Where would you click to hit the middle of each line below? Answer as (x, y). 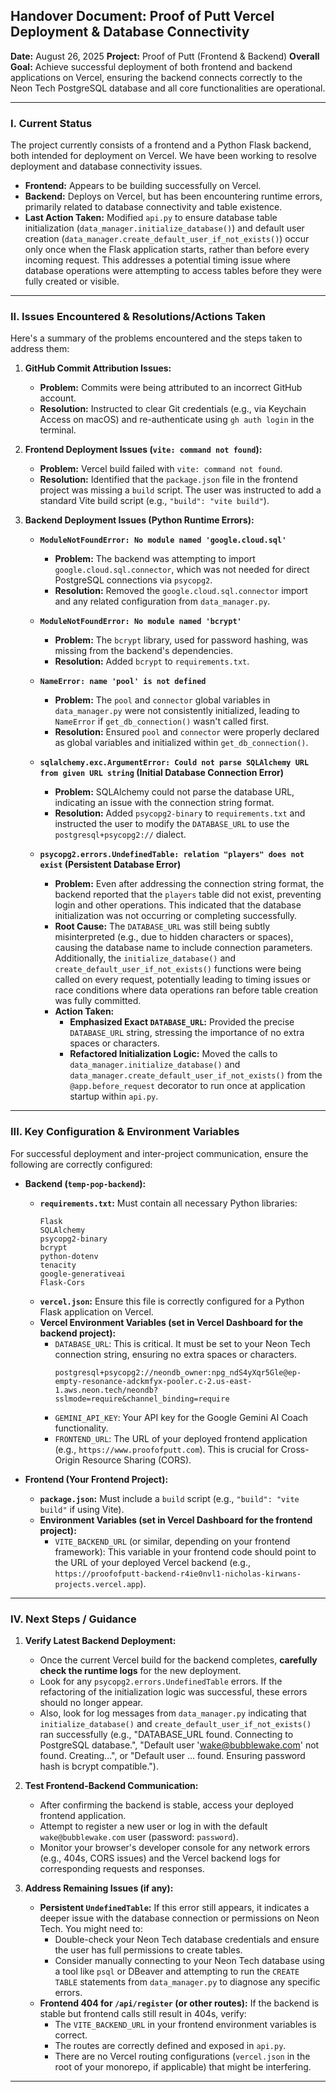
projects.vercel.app (97, 1584)
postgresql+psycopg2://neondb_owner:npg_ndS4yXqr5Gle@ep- (178, 1372)
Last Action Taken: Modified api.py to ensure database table (151, 218)
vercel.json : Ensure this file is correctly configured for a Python (172, 1301)
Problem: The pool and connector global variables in (162, 700)
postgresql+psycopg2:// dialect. (120, 835)
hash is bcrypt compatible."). (99, 1766)
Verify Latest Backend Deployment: (100, 1640)
